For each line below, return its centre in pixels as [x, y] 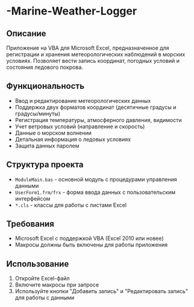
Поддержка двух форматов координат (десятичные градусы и [95, 107]
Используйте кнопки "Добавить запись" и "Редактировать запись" [102, 291]
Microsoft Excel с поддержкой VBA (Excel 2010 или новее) [89, 238]
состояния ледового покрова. [45, 67]
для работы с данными [45, 298]
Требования [30, 224]
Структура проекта [45, 165]
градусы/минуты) [38, 114]
